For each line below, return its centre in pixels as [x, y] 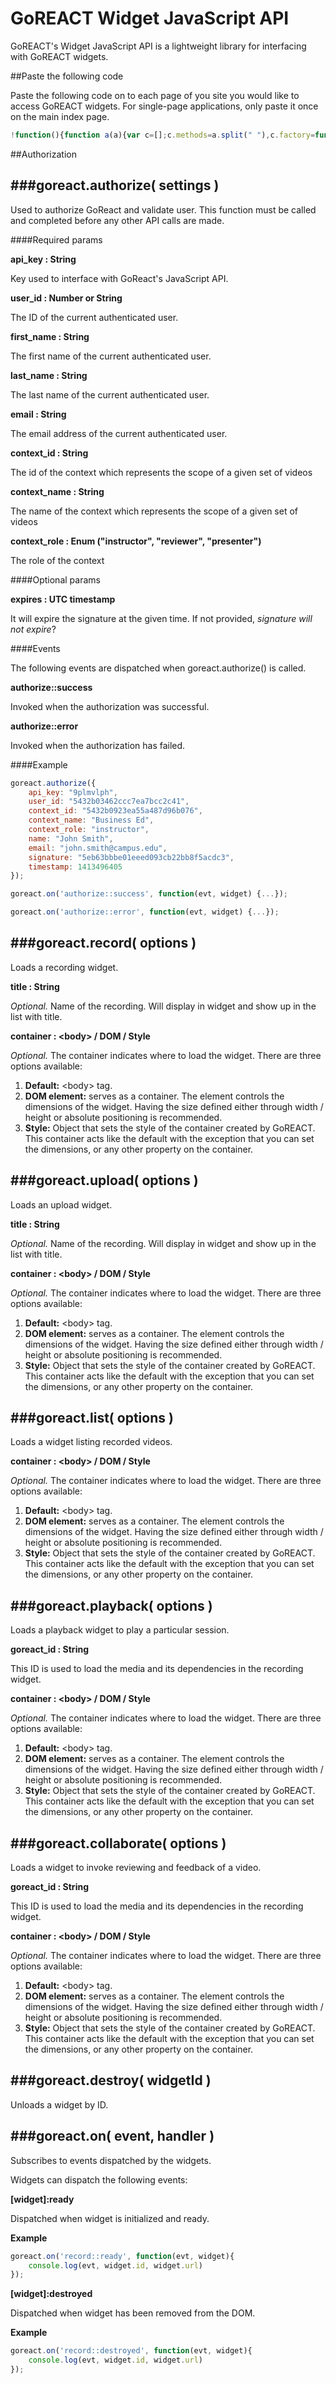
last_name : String [49, 375]
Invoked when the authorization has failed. [98, 745]
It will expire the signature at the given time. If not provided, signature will [161, 618]
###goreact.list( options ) [92, 1418]
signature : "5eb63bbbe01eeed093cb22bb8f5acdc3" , [131, 857]
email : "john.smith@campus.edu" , [98, 848]
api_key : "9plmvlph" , [73, 792]
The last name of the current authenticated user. [110, 394]
